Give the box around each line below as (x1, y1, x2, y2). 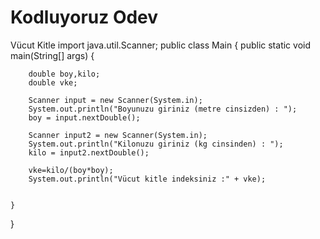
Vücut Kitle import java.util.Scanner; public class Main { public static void (10, 39, 311, 51)
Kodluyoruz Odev (10, 6, 159, 29)
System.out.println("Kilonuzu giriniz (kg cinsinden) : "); (28, 139, 284, 149)
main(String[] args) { (10, 49, 95, 61)
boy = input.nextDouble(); (28, 112, 141, 123)
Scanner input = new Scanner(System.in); (28, 95, 203, 105)
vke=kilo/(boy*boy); (28, 165, 114, 175)
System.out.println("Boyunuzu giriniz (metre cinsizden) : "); (28, 104, 298, 114)
